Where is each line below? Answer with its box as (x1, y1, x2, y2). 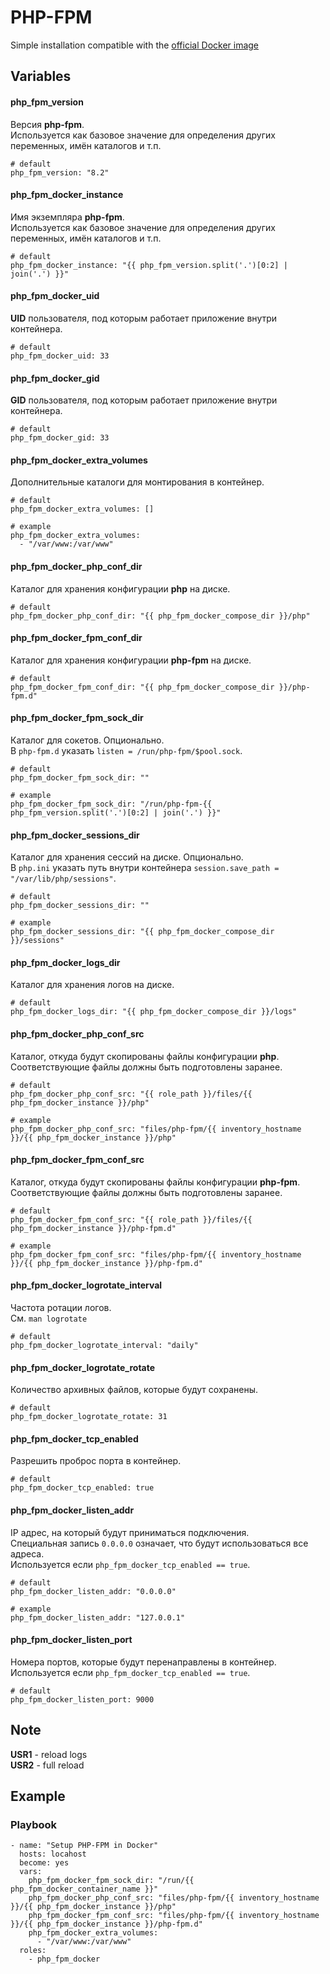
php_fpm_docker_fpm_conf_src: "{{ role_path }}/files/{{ (10, 1214, 253, 1225)
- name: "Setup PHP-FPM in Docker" (10, 1841, 159, 1851)
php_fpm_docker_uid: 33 (10, 351, 110, 361)
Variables (10, 68, 72, 85)
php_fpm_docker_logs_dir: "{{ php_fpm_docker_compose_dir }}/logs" (10, 1007, 298, 1017)
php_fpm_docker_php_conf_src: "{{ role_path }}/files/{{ (10, 1089, 253, 1099)
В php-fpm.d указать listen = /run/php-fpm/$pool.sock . (10, 744, 243, 756)
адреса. (10, 1547, 45, 1560)
